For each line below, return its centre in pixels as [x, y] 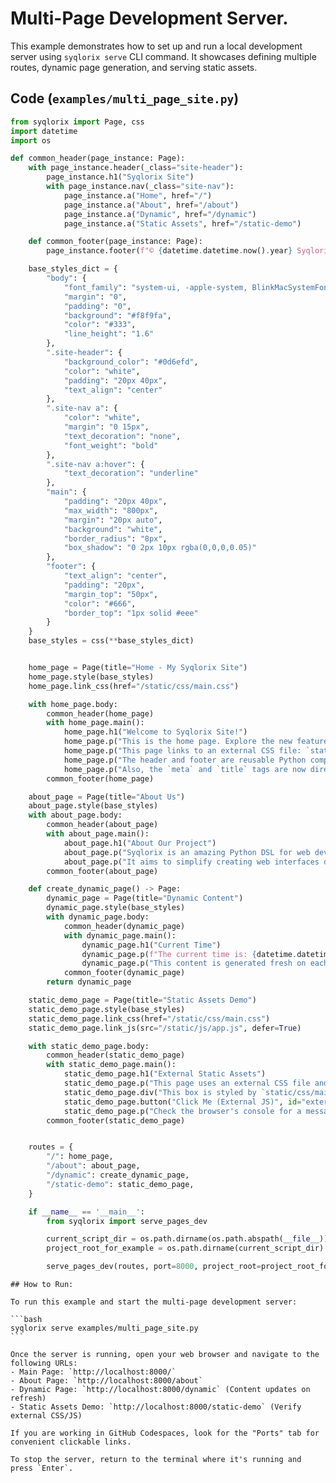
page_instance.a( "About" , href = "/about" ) [151, 205]
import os [31, 140]
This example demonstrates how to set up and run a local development [156, 46]
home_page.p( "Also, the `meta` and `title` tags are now [185, 769]
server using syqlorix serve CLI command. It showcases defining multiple [163, 56]
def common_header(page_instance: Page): [98, 158]
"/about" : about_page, [93, 1166]
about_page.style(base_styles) [93, 806]
